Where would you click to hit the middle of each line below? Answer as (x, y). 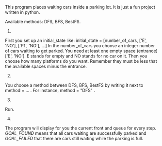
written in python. (23, 12)
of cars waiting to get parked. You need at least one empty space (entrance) (81, 51)
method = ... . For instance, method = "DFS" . (50, 90)
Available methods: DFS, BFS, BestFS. (43, 22)
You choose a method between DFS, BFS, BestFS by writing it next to (74, 85)
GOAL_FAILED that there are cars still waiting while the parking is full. (74, 138)
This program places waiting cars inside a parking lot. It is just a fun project (80, 7)
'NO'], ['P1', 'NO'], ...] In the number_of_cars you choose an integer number (80, 46)
